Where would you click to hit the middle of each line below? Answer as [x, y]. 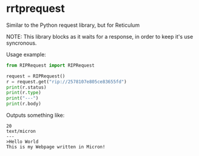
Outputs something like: [35, 116]
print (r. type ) [24, 93]
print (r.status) [26, 87]
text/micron [21, 132]
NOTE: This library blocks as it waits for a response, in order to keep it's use [99, 36]
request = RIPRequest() [36, 76]
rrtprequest [36, 9]
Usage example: [26, 54]
